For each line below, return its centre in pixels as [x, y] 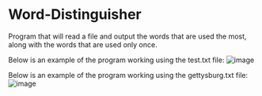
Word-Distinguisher [75, 15]
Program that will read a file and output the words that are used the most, [127, 36]
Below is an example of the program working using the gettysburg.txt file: [128, 75]
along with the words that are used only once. [83, 44]
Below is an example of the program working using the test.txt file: [116, 60]
